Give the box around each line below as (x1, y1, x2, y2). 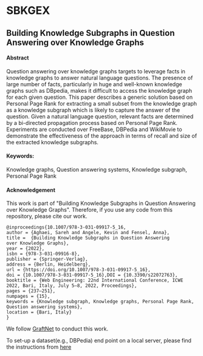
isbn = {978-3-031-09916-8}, (6, 251, 80, 257)
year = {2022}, (6, 246, 45, 252)
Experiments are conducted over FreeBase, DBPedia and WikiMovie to (6, 126, 182, 133)
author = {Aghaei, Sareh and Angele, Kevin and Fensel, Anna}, (6, 230, 170, 236)
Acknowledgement (6, 186, 56, 193)
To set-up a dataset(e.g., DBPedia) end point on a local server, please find (6, 337, 191, 344)
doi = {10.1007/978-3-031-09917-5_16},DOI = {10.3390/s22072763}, (6, 272, 178, 278)
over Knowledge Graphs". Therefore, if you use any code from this (6, 206, 173, 213)
